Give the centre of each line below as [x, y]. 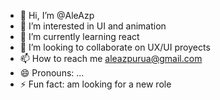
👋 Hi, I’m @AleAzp [57, 15]
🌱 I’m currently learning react [79, 36]
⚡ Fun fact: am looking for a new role [95, 84]
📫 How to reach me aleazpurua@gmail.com [111, 58]
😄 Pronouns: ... [52, 73]
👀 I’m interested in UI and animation [93, 26]
